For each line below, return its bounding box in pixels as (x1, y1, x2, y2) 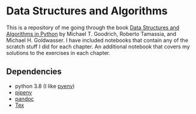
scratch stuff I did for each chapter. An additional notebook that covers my (6, 43, 190, 50)
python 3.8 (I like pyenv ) (14, 82, 75, 90)
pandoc (14, 95, 34, 102)
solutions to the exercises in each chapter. (6, 49, 111, 56)
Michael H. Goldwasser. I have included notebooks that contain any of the (6, 36, 189, 44)
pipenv (14, 88, 32, 96)
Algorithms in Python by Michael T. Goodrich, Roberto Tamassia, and (6, 30, 177, 37)
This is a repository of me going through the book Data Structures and (6, 24, 180, 31)
